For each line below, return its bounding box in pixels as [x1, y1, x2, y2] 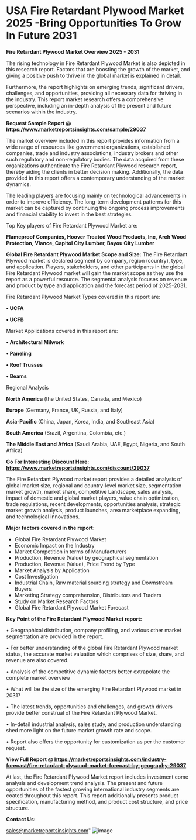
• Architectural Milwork [6, 338, 64, 346]
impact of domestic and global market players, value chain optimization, [6, 494, 180, 501]
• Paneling [6, 350, 32, 357]
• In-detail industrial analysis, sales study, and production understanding [6, 721, 181, 728]
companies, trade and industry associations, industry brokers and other [6, 149, 178, 156]
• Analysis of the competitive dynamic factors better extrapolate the [6, 668, 170, 675]
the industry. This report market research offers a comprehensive [6, 95, 164, 103]
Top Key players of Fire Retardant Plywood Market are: [6, 222, 138, 229]
